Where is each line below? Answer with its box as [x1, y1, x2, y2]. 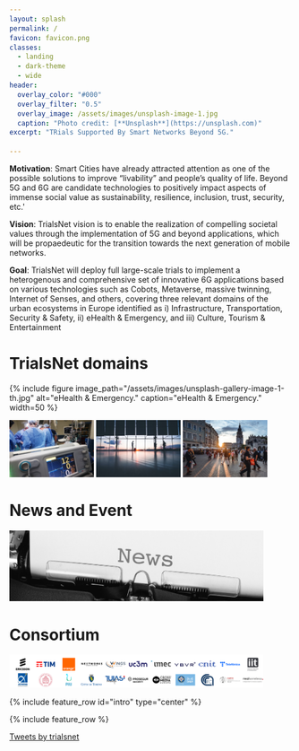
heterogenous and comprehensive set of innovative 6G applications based [9, 275, 285, 284]
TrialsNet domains [9, 354, 149, 374]
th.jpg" [9, 392, 34, 403]
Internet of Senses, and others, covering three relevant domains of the [9, 293, 269, 304]
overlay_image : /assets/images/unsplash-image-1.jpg [17, 109, 218, 118]
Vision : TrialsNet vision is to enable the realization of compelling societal [9, 219, 278, 229]
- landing [17, 52, 54, 62]
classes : [9, 43, 42, 52]
